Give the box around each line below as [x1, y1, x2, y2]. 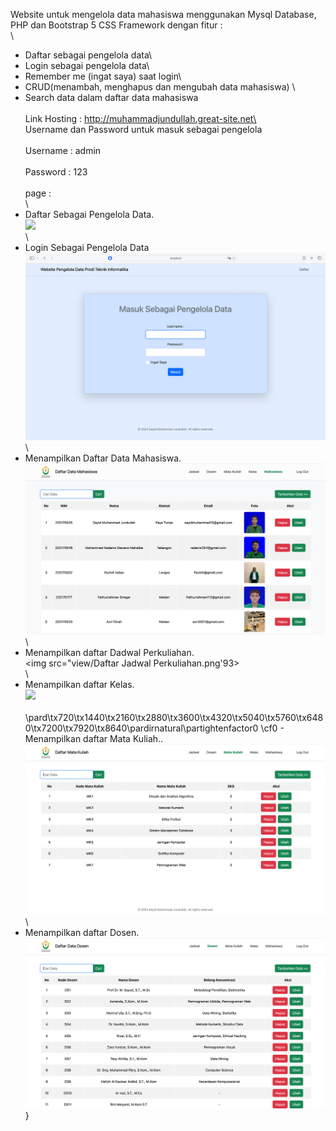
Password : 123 [24, 166, 88, 178]
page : [24, 187, 52, 199]
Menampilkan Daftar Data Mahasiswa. [24, 452, 182, 464]
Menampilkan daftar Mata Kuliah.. [24, 732, 164, 744]
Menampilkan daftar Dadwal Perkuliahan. [24, 646, 195, 658]
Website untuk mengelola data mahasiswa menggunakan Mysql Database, [10, 9, 317, 20]
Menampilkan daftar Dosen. [24, 926, 140, 938]
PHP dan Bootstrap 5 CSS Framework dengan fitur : [10, 19, 223, 31]
